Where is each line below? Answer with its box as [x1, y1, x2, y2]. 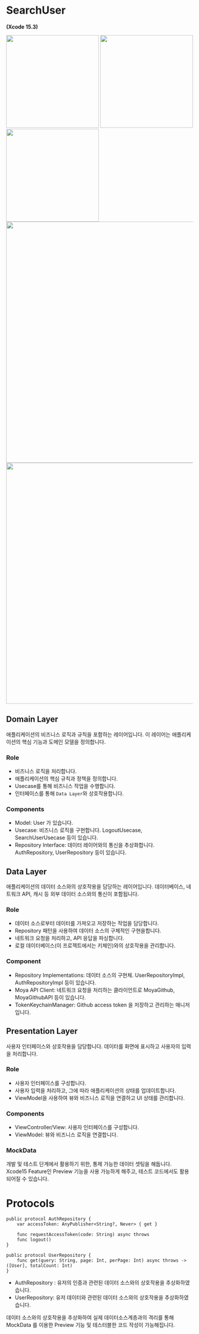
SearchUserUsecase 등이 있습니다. [14, 834, 99, 841]
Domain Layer [6, 714, 59, 725]
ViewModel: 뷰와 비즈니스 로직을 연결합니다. [14, 1131, 118, 1138]
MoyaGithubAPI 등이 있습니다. [14, 993, 86, 1000]
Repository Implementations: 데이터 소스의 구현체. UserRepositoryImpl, [14, 971, 185, 979]
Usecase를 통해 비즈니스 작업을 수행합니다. [14, 783, 115, 790]
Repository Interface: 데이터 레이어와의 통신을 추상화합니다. [14, 841, 155, 849]
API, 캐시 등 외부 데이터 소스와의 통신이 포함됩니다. [21, 891, 139, 898]
